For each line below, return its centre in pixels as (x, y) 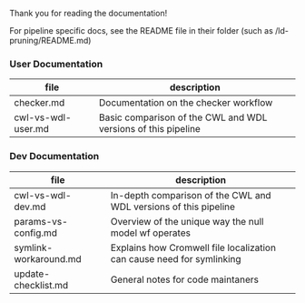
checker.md (39, 103)
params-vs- (41, 221)
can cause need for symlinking (176, 258)
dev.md (30, 207)
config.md (35, 233)
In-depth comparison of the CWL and (191, 195)
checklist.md (41, 285)
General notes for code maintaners (184, 279)
